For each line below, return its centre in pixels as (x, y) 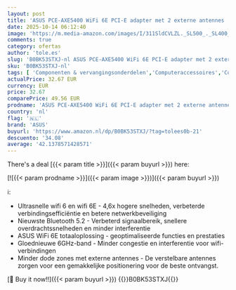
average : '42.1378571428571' (50, 145)
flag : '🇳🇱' (25, 118)
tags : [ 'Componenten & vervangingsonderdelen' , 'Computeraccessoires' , (114, 72)
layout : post (26, 14)
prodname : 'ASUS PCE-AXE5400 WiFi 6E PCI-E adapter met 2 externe (106, 105)
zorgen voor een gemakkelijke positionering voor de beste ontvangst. (118, 266)
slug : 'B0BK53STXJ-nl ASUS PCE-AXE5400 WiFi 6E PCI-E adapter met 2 (110, 60)
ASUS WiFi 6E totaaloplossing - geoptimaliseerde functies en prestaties (121, 236)
